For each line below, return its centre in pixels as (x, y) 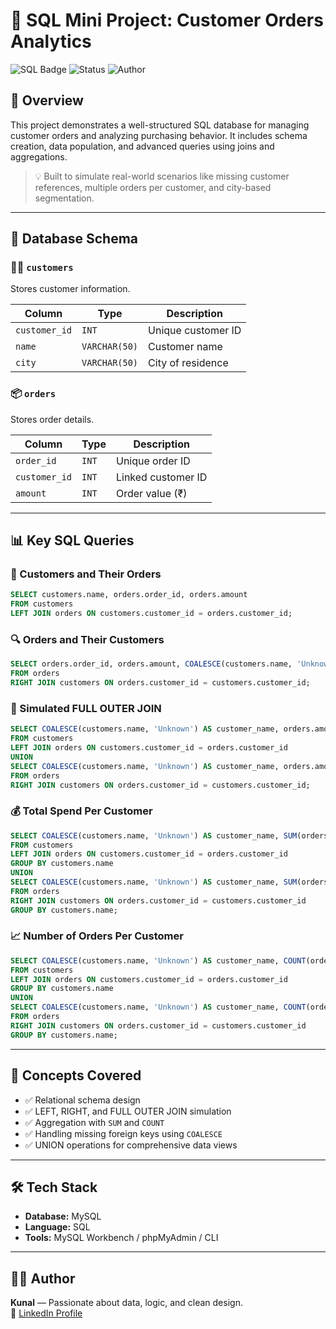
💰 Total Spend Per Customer (81, 811)
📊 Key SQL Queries (72, 540)
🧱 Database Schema (74, 239)
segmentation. (64, 198)
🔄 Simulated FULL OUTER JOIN (86, 708)
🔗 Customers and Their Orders (86, 574)
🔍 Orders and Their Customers (87, 639)
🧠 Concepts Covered (76, 1075)
